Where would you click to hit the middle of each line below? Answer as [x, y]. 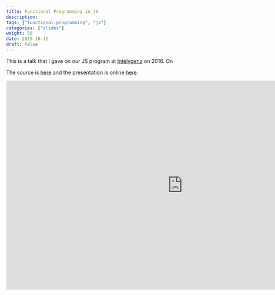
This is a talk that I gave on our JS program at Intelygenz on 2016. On [90, 61]
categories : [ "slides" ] [35, 28]
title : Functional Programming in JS [52, 11]
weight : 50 [19, 33]
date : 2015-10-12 [27, 39]
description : [22, 17]
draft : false [22, 45]
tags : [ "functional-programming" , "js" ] [56, 22]
